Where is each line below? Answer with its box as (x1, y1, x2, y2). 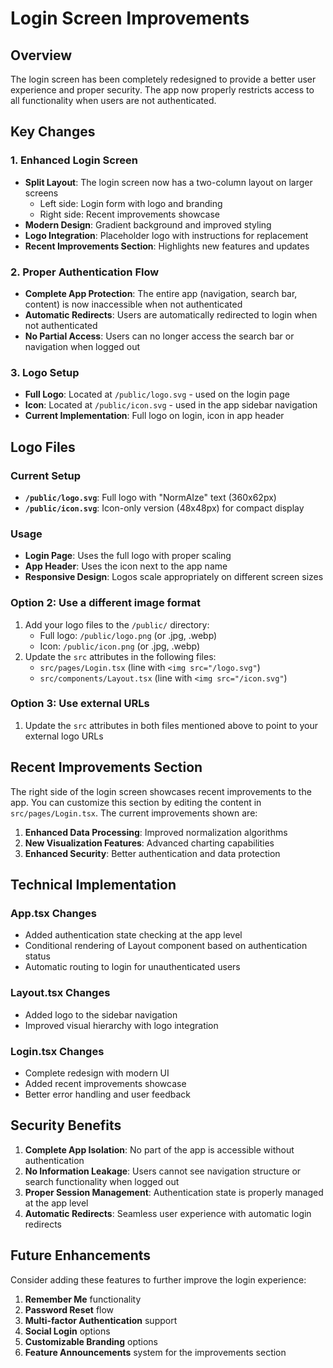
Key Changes (10, 123, 96, 141)
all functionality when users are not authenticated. (10, 95, 217, 106)
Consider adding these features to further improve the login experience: (10, 1273, 307, 1286)
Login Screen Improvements (10, 7, 250, 30)
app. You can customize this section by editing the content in (10, 796, 262, 808)
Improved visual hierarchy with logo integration (24, 1019, 219, 1031)
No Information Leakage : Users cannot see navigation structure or (24, 1165, 302, 1177)
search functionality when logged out (24, 1175, 180, 1187)
